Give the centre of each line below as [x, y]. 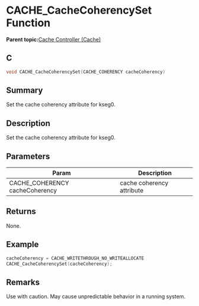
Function [28, 23]
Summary [25, 91]
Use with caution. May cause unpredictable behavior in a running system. [96, 296]
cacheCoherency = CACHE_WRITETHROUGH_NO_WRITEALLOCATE [75, 258]
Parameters [28, 156]
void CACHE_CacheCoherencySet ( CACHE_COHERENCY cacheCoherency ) [86, 72]
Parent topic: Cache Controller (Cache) [54, 39]
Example [23, 245]
